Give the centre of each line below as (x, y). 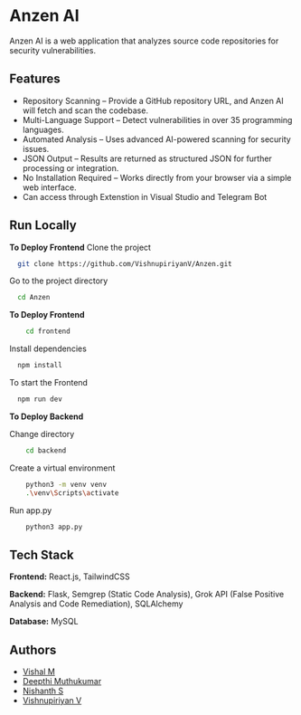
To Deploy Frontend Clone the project (80, 247)
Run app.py (31, 510)
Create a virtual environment (62, 468)
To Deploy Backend (47, 416)
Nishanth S (43, 691)
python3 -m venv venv (66, 484)
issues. (36, 148)
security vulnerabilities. (53, 50)
